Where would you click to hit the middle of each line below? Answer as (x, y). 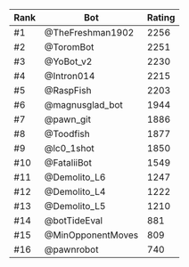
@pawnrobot (71, 250)
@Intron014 (70, 76)
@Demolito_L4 (75, 192)
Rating (161, 17)
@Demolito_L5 (75, 206)
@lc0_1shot (70, 148)
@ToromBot (69, 47)
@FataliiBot (68, 162)
